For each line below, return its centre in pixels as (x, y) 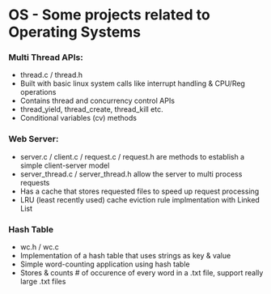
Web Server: (34, 139)
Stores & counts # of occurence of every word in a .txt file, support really (142, 273)
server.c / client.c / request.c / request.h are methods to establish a (132, 156)
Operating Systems (75, 32)
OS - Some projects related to (109, 15)
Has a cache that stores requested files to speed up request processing (140, 191)
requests (35, 182)
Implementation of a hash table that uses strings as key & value (125, 256)
